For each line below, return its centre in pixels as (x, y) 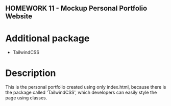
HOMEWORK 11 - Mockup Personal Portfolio (76, 8)
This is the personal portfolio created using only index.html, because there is (86, 87)
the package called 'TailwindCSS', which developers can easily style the (81, 92)
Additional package (47, 38)
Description (31, 73)
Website (19, 17)
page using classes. (26, 98)
